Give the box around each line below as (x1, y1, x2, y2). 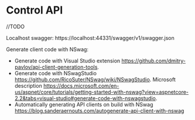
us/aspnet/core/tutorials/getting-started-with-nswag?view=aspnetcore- (14, 88, 189, 95)
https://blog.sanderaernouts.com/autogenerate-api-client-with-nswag (14, 107, 184, 114)
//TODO (6, 23, 25, 30)
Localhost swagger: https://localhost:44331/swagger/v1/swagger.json (6, 34, 175, 41)
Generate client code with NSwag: (6, 45, 89, 53)
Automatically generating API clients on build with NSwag (14, 101, 153, 108)
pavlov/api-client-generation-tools (14, 63, 98, 71)
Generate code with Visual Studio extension (14, 57, 121, 64)
